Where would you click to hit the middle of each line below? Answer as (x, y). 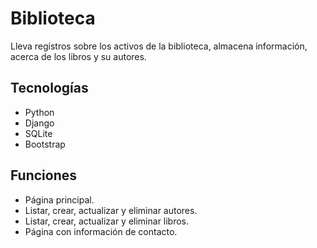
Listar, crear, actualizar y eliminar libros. (107, 221)
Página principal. (59, 199)
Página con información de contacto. (101, 231)
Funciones (44, 175)
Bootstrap (45, 144)
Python (39, 112)
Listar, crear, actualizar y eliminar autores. (111, 210)
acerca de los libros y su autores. (78, 56)
